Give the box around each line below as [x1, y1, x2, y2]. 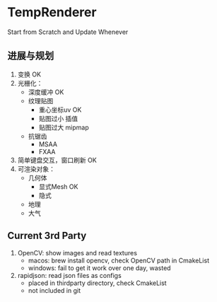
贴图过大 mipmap [38, 123, 90, 132]
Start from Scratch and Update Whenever [7, 28, 129, 36]
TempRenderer [7, 4, 97, 21]
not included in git [28, 286, 81, 294]
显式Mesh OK [38, 182, 78, 191]
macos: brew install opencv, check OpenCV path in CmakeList [28, 256, 210, 265]
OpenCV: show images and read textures [17, 248, 138, 257]
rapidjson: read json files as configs [17, 271, 122, 279]
